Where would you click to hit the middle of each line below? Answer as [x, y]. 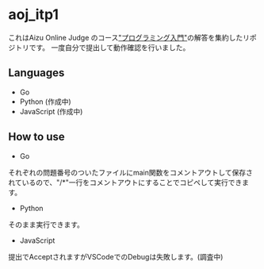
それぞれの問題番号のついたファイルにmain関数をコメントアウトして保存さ [131, 172]
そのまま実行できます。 [46, 225]
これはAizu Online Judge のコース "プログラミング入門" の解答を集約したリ [129, 37]
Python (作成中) [45, 102]
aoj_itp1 [34, 15]
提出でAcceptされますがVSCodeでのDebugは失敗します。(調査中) [116, 256]
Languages [36, 73]
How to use [36, 137]
